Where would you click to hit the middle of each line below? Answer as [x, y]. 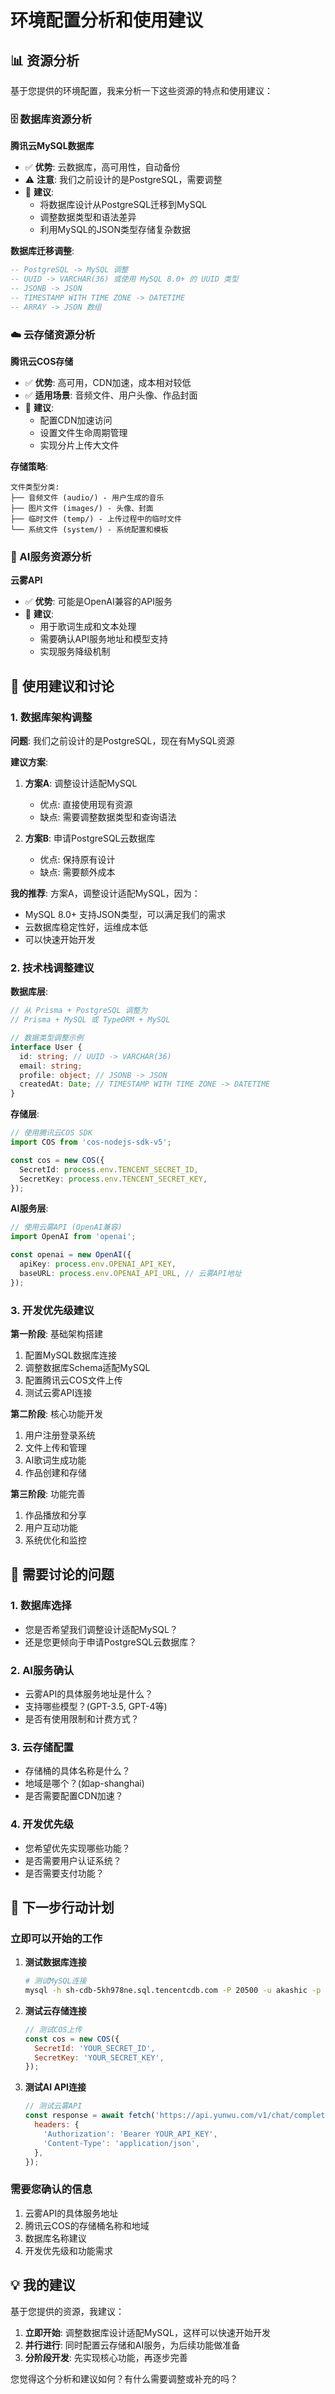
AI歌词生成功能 [55, 1460]
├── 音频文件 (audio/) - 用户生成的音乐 [87, 497]
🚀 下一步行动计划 [62, 1907]
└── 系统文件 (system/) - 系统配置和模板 [89, 529]
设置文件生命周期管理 [83, 432]
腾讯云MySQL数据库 [52, 146]
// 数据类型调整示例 [47, 1038]
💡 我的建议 [43, 2285]
